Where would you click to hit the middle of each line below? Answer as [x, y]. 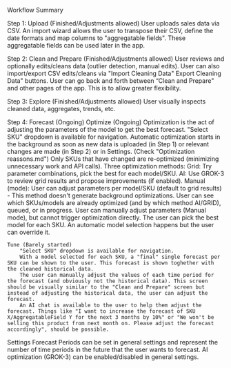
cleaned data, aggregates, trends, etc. [61, 109]
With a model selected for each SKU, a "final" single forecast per [120, 257]
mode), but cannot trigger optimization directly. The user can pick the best [113, 217]
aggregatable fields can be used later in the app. [76, 45]
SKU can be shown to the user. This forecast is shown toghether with [111, 263]
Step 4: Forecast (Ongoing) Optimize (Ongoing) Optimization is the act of [111, 122]
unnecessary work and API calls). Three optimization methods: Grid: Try [110, 166]
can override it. [29, 232]
